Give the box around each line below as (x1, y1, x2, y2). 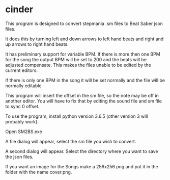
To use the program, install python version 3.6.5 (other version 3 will (5, 113, 148, 119)
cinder (5, 4, 34, 15)
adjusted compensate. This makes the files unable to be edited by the (5, 62, 151, 68)
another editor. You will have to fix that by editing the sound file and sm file (5, 98, 162, 104)
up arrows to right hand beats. (5, 41, 69, 47)
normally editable (5, 83, 42, 89)
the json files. (5, 153, 34, 160)
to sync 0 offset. (5, 103, 40, 109)
